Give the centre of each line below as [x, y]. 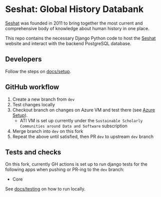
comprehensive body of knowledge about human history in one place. [77, 28]
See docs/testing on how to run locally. [45, 189]
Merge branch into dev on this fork [48, 131]
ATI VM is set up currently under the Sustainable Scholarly [81, 120]
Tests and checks [33, 152]
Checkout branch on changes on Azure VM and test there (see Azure [83, 110]
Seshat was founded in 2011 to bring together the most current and [74, 23]
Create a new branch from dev [43, 99]
